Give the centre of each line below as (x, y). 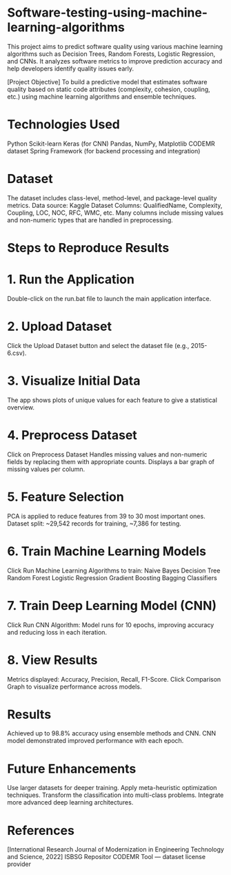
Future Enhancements (72, 769)
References (41, 830)
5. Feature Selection (66, 497)
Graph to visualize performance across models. (74, 686)
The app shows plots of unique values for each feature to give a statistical (112, 400)
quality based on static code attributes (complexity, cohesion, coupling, (109, 89)
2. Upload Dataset (60, 327)
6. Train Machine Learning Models (107, 551)
